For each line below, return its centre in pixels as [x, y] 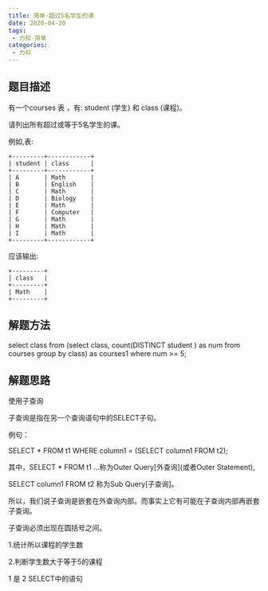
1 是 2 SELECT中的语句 [46, 579]
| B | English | [51, 184]
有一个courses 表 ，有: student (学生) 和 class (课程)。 [97, 108]
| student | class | [51, 163]
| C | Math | [51, 191]
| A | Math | [51, 177]
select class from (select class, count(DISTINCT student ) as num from [124, 345]
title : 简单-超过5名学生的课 [51, 16]
